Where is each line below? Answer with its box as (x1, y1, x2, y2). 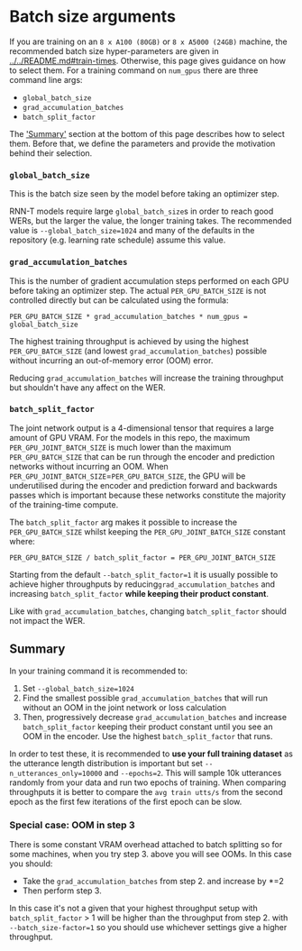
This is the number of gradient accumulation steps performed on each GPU (9, 275, 289, 286)
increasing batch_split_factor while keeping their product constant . (9, 588, 269, 599)
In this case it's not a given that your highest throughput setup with (9, 902, 259, 913)
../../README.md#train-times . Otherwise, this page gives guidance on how (9, 55, 287, 66)
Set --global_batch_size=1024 (22, 682, 135, 693)
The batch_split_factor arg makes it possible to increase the (9, 517, 237, 527)
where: (9, 535, 36, 546)
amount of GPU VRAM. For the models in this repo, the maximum (9, 432, 251, 443)
